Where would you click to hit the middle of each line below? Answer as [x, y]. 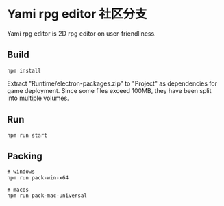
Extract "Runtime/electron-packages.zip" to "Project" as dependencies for [112, 83]
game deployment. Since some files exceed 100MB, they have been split [109, 90]
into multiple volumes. [38, 98]
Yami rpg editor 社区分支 [77, 14]
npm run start [27, 135]
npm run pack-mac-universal [47, 196]
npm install [24, 70]
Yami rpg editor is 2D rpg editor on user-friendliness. [82, 33]
